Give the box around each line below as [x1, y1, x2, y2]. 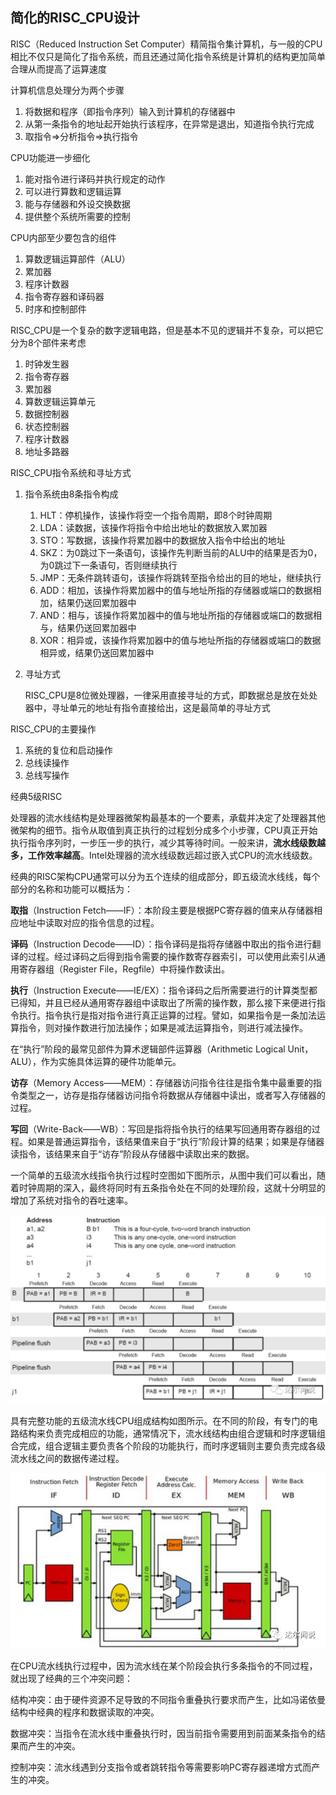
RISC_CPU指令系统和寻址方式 [10, 466, 132, 478]
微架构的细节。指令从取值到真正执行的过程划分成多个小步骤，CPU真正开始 [10, 824, 318, 836]
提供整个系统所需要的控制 [24, 210, 131, 222]
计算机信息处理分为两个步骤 [10, 84, 125, 96]
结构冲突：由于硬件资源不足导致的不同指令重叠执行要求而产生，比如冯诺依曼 [10, 1694, 326, 1706]
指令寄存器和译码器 [24, 290, 105, 302]
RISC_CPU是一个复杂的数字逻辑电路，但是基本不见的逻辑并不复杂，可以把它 [10, 324, 324, 336]
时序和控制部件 [24, 303, 87, 315]
